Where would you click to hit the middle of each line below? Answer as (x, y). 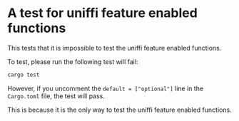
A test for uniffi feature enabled (102, 13)
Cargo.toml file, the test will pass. (56, 96)
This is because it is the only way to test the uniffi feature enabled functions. (119, 110)
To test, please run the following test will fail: (73, 61)
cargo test (24, 75)
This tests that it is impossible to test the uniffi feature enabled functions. (115, 48)
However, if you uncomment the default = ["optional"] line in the (106, 88)
